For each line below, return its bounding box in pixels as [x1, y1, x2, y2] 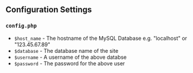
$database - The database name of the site [14, 47, 119, 54]
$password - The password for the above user [14, 59, 125, 67]
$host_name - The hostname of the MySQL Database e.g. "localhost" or [14, 34, 188, 42]
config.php [5, 23, 37, 29]
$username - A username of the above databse [14, 53, 127, 61]
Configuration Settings [5, 5, 93, 15]
